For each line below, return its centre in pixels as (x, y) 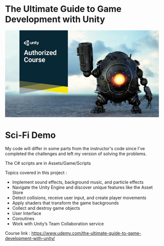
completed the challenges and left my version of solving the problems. (76, 154)
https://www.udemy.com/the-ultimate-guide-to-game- (86, 233)
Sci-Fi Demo (31, 135)
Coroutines (23, 219)
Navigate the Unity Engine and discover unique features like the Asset (82, 187)
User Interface (27, 213)
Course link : (18, 233)
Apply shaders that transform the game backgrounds (65, 203)
